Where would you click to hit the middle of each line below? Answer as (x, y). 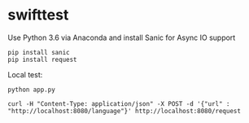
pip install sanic (39, 52)
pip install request (43, 59)
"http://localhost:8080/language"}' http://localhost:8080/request (124, 111)
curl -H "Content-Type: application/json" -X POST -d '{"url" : (119, 103)
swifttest (38, 15)
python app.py (32, 90)
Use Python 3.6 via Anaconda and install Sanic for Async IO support (122, 37)
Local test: (25, 74)
